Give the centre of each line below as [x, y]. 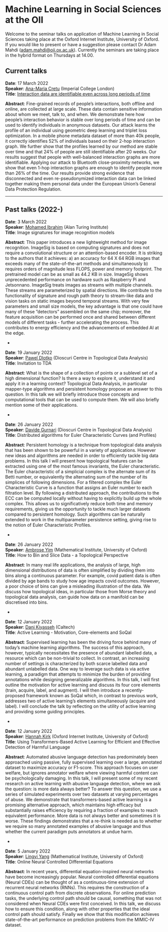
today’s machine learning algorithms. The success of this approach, [75, 647]
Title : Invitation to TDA [28, 363]
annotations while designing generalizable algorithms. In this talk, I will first [82, 679]
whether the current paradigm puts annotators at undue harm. [69, 831]
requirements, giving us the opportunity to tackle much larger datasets [78, 509]
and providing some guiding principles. [45, 711]
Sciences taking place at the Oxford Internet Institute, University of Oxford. [82, 39]
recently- [134, 690]
